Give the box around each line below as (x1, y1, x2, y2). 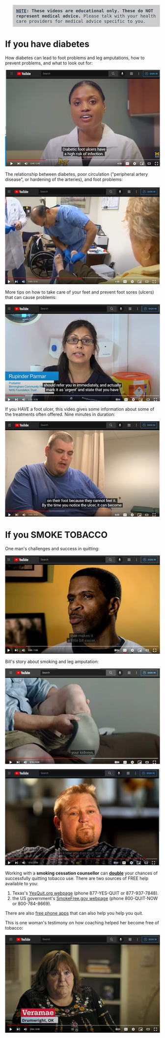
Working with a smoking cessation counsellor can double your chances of (5, 870, 158, 876)
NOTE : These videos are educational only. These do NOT (16, 8, 154, 13)
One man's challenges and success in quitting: (5, 545, 100, 551)
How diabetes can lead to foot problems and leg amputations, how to (5, 55, 145, 61)
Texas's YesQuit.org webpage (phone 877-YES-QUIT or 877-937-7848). (12, 890, 159, 896)
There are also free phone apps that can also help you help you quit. (5, 910, 143, 916)
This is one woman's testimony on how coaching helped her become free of (5, 919, 160, 926)
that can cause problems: (5, 294, 57, 300)
